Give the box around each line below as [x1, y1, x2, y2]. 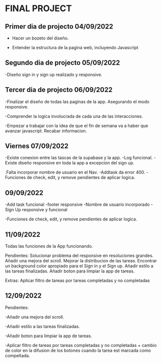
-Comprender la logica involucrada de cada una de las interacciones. [5, 113, 143, 119]
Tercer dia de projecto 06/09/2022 [5, 86, 113, 94]
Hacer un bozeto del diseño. [12, 35, 69, 41]
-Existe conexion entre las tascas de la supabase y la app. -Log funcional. [5, 155, 153, 161]
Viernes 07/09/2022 [5, 142, 69, 150]
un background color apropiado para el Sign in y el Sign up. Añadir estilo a [5, 263, 154, 269]
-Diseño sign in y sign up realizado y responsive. [5, 72, 103, 77]
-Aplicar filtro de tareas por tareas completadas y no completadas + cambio [5, 342, 157, 348]
